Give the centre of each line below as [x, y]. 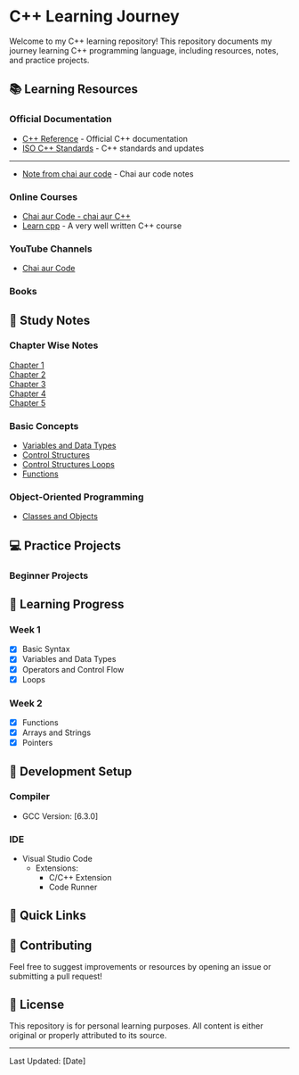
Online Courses [44, 196]
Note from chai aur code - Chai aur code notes [108, 174]
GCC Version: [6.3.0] [60, 816]
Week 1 [25, 630]
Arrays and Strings [57, 732]
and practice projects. [49, 60]
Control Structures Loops [69, 465]
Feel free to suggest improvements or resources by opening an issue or [140, 967]
